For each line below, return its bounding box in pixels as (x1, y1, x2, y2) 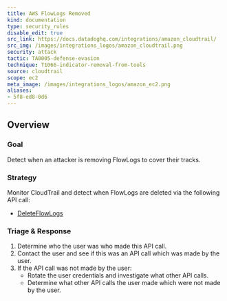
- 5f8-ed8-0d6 (7, 94, 48, 101)
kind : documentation (7, 17, 67, 23)
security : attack (7, 49, 57, 56)
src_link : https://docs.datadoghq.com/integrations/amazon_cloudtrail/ (7, 36, 217, 43)
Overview (7, 119, 50, 131)
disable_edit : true (7, 29, 63, 37)
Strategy (7, 173, 37, 182)
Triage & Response (7, 226, 72, 235)
